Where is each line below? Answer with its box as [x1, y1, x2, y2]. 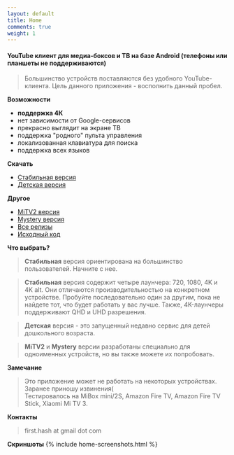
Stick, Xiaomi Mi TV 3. [24, 400, 89, 408]
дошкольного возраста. [24, 329, 96, 337]
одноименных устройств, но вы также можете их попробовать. [24, 350, 215, 358]
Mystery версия [17, 215, 65, 224]
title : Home [7, 17, 42, 24]
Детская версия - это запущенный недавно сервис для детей [24, 321, 211, 330]
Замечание [7, 363, 42, 372]
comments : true [7, 23, 52, 30]
